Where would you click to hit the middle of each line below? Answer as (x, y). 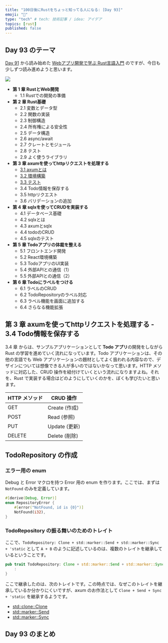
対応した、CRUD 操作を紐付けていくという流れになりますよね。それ (88, 372)
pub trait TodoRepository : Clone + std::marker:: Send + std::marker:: (80, 564)
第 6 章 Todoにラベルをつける (43, 282)
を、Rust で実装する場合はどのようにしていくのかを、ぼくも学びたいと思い (82, 378)
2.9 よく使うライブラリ (43, 157)
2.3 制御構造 (33, 120)
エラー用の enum (26, 471)
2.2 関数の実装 (35, 114)
